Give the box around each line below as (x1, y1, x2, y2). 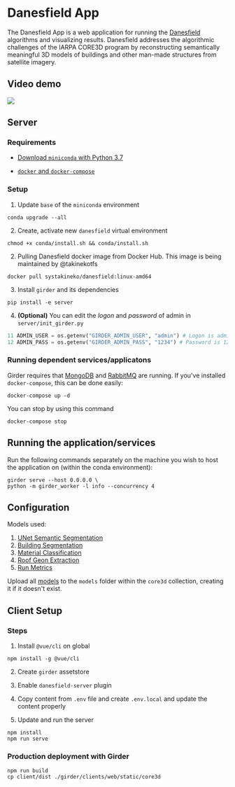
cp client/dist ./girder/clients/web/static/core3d (7, 774, 161, 781)
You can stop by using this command (7, 404, 114, 412)
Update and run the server (17, 716, 94, 724)
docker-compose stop (7, 418, 68, 425)
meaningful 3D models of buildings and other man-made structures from (7, 50, 217, 59)
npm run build (7, 767, 49, 774)
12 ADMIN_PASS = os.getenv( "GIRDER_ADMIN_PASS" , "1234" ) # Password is (7, 338, 220, 346)
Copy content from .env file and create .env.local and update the (17, 695, 208, 703)
